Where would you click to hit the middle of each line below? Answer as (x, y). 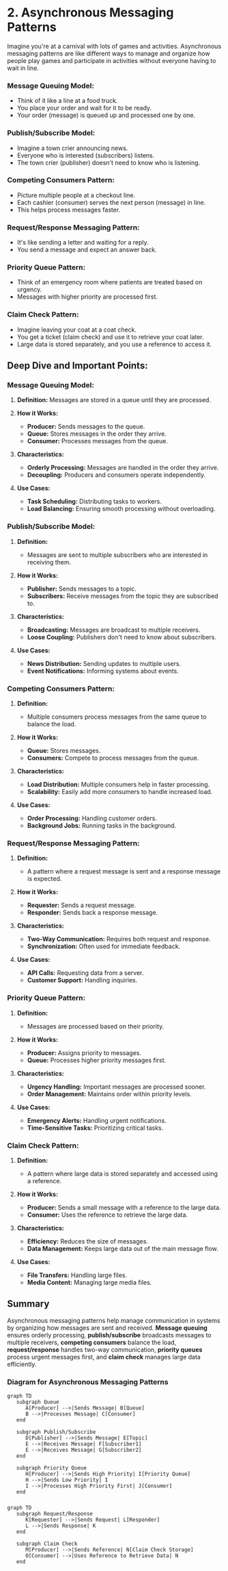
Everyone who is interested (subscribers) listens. (86, 155)
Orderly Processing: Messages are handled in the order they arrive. (123, 468)
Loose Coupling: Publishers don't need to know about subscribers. (122, 637)
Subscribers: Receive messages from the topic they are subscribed (123, 596)
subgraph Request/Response (55, 1513)
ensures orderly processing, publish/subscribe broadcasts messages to (109, 1335)
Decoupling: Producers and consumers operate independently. (116, 475)
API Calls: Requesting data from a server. (85, 973)
